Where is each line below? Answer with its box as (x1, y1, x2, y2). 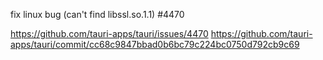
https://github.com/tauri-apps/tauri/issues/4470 (10, 28, 209, 39)
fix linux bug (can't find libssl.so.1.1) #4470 (10, 9, 185, 20)
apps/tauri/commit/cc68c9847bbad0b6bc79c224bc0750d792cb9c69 (10, 39, 300, 50)
